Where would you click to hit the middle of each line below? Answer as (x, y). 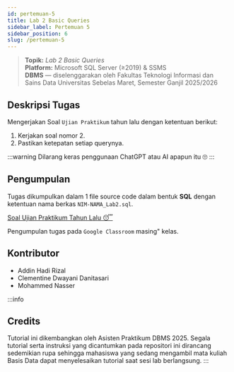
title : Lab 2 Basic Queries (49, 20)
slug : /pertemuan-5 (36, 40)
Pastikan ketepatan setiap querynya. (71, 143)
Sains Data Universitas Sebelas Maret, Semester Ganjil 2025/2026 (121, 83)
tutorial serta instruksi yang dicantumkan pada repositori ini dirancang (109, 346)
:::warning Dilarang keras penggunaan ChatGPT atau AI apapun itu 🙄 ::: (111, 157)
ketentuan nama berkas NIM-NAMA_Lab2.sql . (70, 204)
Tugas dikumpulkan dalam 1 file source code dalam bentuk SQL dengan (112, 196)
